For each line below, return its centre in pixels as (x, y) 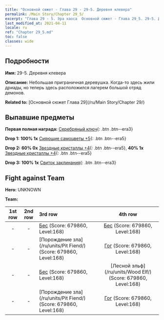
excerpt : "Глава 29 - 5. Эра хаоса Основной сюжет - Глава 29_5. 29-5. (81, 19)
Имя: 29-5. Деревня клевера (35, 73)
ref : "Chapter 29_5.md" (29, 32)
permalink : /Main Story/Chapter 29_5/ (44, 14)
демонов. (15, 93)
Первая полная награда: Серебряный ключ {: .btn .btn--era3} (69, 129)
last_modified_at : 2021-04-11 (36, 23)
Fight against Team (35, 178)
